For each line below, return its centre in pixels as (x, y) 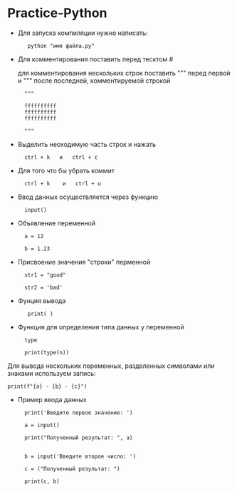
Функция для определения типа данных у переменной (101, 327)
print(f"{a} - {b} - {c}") (47, 386)
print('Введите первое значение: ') (79, 412)
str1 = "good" (45, 275)
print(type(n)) (47, 352)
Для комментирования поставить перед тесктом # (95, 59)
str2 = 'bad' (44, 287)
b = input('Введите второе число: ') (80, 456)
